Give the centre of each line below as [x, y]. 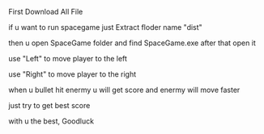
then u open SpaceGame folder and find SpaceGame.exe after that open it [132, 43]
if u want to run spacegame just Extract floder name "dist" [105, 27]
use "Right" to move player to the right [72, 74]
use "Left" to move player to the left [68, 59]
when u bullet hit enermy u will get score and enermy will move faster [124, 90]
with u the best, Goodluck [51, 121]
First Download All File [46, 12]
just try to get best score [49, 105]
